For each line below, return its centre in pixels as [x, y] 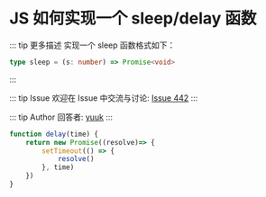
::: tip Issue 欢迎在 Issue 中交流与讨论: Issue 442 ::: [104, 98]
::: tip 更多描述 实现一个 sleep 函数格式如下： [92, 45]
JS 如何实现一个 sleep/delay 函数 [133, 18]
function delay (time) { [54, 134]
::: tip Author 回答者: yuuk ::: [61, 117]
